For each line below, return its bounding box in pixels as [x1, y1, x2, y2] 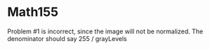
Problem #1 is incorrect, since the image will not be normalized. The [7, 27, 204, 35]
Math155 [7, 4, 58, 20]
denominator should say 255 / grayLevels [7, 34, 128, 42]
